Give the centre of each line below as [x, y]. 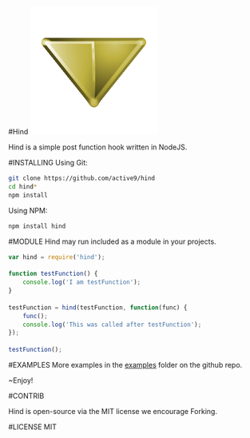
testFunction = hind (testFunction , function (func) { [98, 307]
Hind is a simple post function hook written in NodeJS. [98, 147]
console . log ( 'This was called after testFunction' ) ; [112, 325]
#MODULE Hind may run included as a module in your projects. [113, 241]
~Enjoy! [21, 380]
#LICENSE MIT [33, 427]
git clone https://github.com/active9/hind [82, 178]
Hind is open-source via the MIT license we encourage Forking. [113, 411]
